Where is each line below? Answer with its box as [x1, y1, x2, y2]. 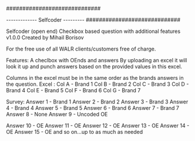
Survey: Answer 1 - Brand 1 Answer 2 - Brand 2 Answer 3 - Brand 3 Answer [6, 98, 189, 105]
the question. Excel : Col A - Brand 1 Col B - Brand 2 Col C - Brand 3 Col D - [6, 80, 189, 88]
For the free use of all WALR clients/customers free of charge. [6, 45, 156, 52]
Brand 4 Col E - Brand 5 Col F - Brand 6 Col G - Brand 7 [6, 87, 141, 93]
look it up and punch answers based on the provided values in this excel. [6, 63, 183, 70]
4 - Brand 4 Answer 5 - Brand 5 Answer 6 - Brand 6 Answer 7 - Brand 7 [6, 105, 179, 111]
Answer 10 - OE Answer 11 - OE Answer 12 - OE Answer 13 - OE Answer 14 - [6, 122, 190, 129]
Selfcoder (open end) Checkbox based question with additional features [6, 28, 181, 35]
